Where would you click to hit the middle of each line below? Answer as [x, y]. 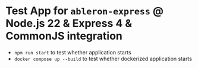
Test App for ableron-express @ [85, 11]
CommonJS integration [64, 36]
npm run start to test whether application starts [73, 52]
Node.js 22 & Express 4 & [69, 23]
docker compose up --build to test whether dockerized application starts [103, 59]
